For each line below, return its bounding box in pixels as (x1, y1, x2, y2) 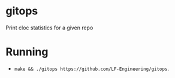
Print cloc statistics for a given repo (5, 24, 93, 31)
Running (5, 45, 49, 59)
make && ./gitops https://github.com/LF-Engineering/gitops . (14, 65, 169, 72)
